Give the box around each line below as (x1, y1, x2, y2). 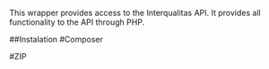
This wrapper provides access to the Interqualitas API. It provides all (9, 8, 262, 18)
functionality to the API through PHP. (9, 17, 145, 27)
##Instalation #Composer (9, 34, 104, 44)
